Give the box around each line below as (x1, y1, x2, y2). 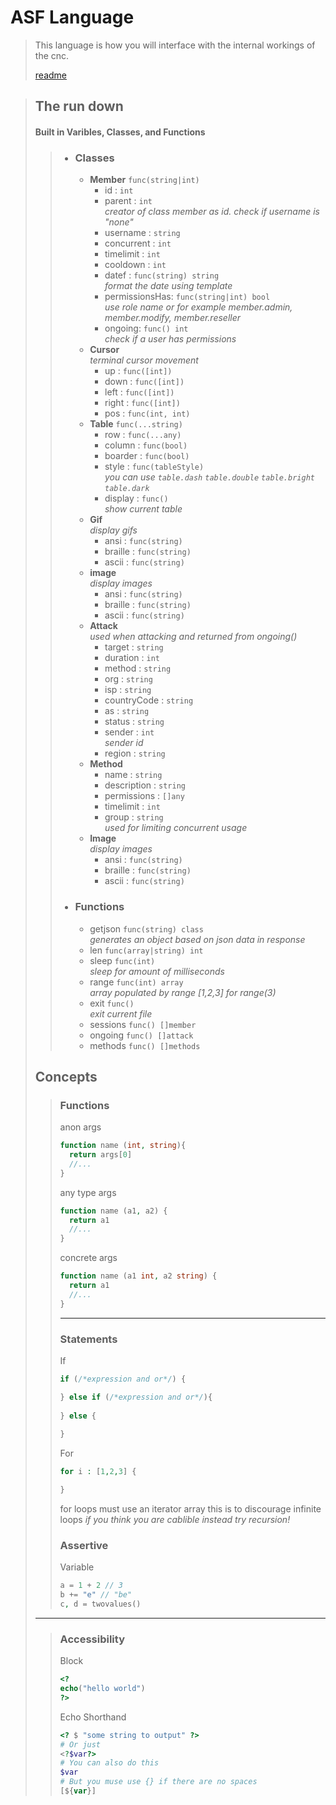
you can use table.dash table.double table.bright (104, 471, 315, 483)
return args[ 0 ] (68, 1150, 133, 1160)
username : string (104, 227, 181, 239)
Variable (59, 1561, 95, 1573)
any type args (59, 1186, 117, 1198)
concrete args (59, 1252, 118, 1264)
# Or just (59, 1739, 102, 1750)
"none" (104, 216, 134, 228)
